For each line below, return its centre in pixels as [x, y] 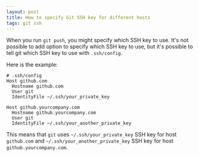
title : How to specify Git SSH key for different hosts [78, 18]
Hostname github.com [38, 86]
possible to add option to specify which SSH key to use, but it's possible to [99, 46]
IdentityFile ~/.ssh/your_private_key [61, 97]
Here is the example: [32, 65]
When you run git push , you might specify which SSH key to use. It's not [98, 40]
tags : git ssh [24, 23]
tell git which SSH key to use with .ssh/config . [64, 53]
